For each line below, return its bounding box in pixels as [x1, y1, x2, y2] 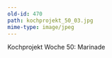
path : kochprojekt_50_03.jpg [7, 17, 94, 24]
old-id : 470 [7, 10, 43, 18]
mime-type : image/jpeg [7, 23, 74, 30]
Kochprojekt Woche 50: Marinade [7, 43, 106, 52]
